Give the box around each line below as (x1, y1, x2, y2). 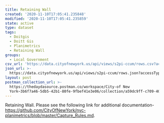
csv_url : (5, 61, 23, 66)
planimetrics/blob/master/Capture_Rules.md (5, 113, 94, 119)
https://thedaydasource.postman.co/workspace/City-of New (9, 84, 130, 89)
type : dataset (5, 25, 34, 30)
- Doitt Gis (9, 39, 34, 44)
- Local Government (9, 57, 49, 62)
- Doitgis (9, 35, 29, 40)
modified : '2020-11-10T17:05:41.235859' (5, 16, 89, 21)
